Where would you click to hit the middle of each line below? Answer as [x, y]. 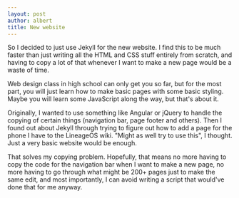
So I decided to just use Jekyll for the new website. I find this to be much [114, 48]
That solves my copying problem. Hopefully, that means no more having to [117, 157]
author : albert [30, 21]
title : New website [36, 27]
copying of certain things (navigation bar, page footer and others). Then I [115, 120]
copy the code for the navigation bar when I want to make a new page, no [116, 165]
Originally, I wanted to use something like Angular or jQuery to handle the [115, 113]
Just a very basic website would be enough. [72, 143]
